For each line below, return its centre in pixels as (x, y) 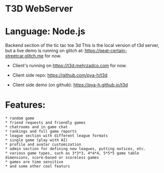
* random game (20, 118)
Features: (25, 105)
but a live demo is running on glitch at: (44, 51)
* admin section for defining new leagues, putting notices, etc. (76, 149)
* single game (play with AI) (37, 140)
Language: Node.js (45, 32)
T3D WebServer (39, 9)
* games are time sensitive (34, 162)
